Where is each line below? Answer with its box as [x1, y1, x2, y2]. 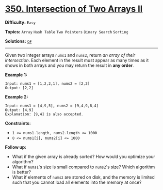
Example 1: [5, 72, 28, 78]
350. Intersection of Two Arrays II [5, 3, 143, 15]
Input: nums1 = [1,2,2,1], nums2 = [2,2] [5, 81, 90, 86]
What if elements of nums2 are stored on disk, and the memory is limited [12, 174, 155, 180]
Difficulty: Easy [5, 19, 36, 25]
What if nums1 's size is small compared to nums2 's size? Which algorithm [12, 164, 155, 170]
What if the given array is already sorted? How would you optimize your [12, 154, 155, 159]
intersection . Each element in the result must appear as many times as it [5, 57, 149, 63]
